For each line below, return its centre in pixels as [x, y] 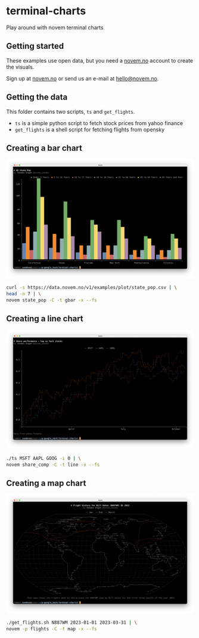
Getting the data [37, 97]
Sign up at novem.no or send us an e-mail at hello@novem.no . [83, 78]
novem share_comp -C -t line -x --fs [53, 465]
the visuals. [20, 67]
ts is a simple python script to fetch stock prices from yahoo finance [99, 123]
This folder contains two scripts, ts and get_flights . [71, 111]
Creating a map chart [46, 483]
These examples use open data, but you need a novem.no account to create [100, 60]
